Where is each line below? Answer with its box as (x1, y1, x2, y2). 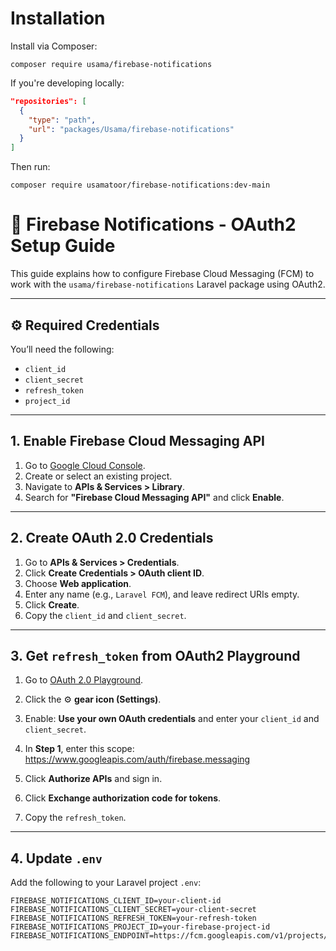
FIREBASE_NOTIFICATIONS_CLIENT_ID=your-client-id (10, 896, 222, 906)
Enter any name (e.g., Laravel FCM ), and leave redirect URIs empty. (24, 588, 300, 600)
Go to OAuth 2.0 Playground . (24, 674, 144, 686)
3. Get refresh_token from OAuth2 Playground (10, 647, 301, 664)
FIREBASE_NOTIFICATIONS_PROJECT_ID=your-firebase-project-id (10, 922, 271, 932)
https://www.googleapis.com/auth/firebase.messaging (24, 753, 251, 766)
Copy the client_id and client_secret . (24, 609, 187, 621)
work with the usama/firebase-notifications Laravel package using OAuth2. (10, 278, 326, 291)
